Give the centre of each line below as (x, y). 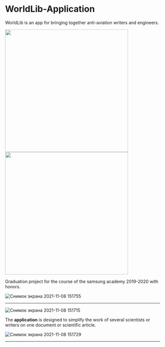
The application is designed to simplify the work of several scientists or (78, 320)
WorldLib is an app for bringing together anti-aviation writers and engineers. (82, 23)
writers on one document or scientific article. (51, 325)
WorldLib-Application (50, 9)
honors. (13, 286)
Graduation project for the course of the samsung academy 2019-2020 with (82, 281)
